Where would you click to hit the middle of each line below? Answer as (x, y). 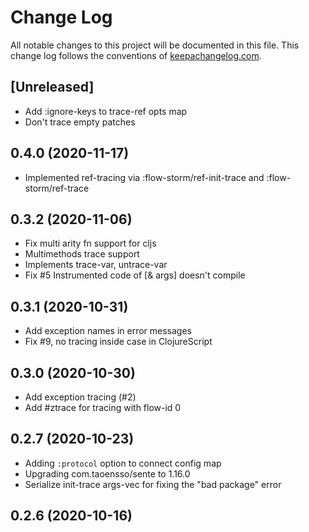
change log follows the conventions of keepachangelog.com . (136, 55)
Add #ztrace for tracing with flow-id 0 (103, 407)
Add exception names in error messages (108, 331)
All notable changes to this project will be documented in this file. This (155, 45)
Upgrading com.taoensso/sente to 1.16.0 (107, 473)
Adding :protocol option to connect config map (123, 463)
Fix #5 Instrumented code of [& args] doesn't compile (135, 275)
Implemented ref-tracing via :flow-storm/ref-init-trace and (144, 177)
